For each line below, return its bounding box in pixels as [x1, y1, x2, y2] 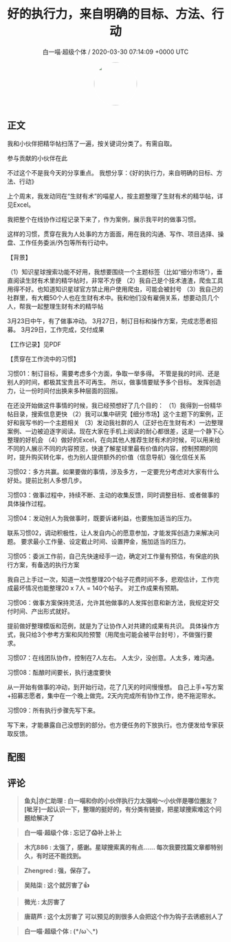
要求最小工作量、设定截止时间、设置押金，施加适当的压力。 [20, 537, 190, 545]
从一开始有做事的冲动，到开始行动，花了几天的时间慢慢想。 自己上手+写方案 [7, 683, 224, 691]
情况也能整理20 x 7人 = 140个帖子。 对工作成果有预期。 [25, 584, 183, 592]
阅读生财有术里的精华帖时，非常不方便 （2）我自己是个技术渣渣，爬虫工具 [12, 276, 223, 285]
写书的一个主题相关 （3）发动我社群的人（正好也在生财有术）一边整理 [25, 418, 223, 427]
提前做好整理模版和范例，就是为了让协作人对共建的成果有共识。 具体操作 [7, 622, 214, 630]
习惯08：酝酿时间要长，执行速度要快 [7, 668, 111, 676]
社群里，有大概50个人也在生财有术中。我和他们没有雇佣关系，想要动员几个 [7, 294, 220, 302]
